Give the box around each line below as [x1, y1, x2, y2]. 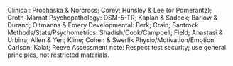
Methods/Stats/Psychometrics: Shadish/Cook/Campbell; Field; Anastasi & [7, 28, 223, 37]
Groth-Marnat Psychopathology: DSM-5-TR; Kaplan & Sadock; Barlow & [7, 13, 218, 22]
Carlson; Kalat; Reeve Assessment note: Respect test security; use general [7, 44, 226, 51]
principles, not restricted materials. [7, 51, 109, 59]
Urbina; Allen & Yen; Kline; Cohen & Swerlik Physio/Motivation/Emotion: [7, 36, 217, 44]
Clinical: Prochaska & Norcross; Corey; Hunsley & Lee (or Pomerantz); [7, 6, 212, 14]
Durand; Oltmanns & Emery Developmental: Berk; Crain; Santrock [7, 21, 199, 29]
